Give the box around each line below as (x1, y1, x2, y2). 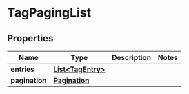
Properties (7, 32, 54, 44)
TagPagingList (7, 5, 92, 21)
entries (10, 64, 34, 74)
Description (111, 53, 152, 62)
